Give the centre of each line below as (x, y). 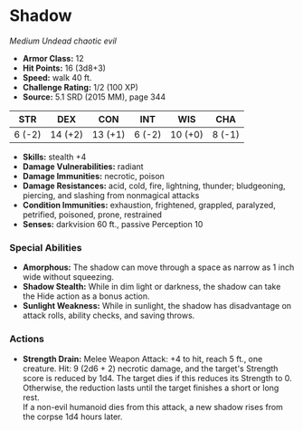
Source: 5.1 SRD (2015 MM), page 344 (94, 97)
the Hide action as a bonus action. (86, 296)
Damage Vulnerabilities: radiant (83, 166)
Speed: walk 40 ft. (57, 77)
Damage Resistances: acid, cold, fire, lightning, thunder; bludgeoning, (154, 186)
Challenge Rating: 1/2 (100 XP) (80, 87)
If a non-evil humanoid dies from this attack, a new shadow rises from (152, 407)
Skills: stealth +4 (54, 157)
